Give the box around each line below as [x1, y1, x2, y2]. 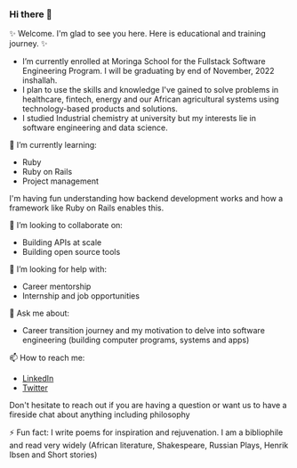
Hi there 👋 [9, 8, 53, 21]
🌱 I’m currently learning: [9, 140, 98, 151]
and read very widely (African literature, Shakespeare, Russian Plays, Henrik [9, 440, 289, 451]
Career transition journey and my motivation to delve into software [21, 325, 265, 336]
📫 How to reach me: [9, 352, 85, 364]
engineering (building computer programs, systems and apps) [21, 334, 250, 346]
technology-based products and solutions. [21, 103, 178, 114]
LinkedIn [21, 374, 54, 384]
